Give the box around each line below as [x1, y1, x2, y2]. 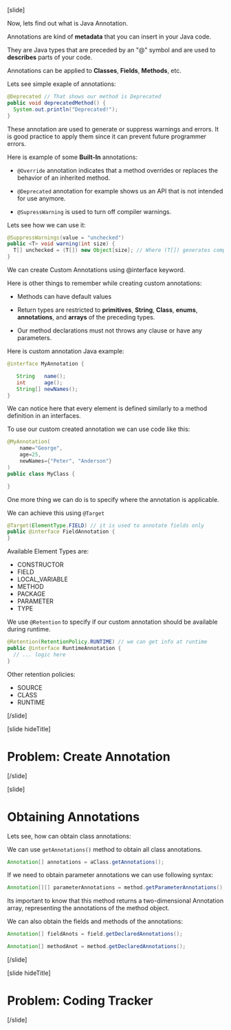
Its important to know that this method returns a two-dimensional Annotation [7, 896, 224, 905]
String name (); [16, 372, 67, 379]
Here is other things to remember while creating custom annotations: [7, 279, 202, 287]
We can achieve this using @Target [7, 509, 105, 517]
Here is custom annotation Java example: [7, 347, 125, 355]
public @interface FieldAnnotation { [7, 528, 115, 536]
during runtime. [7, 625, 51, 633]
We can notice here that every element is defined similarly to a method [7, 404, 208, 412]
